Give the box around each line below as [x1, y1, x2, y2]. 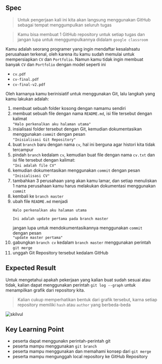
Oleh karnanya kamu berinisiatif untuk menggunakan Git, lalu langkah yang [5, 91, 155, 96]
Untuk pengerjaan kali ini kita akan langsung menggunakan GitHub [17, 17, 151, 22]
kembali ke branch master [12, 193, 64, 199]
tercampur [12, 146, 33, 152]
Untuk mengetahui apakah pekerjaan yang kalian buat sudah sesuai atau [5, 277, 151, 283]
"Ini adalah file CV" [12, 163, 56, 168]
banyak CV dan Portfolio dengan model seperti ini [5, 61, 106, 67]
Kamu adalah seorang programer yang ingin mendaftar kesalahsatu [5, 46, 140, 52]
